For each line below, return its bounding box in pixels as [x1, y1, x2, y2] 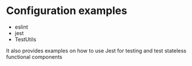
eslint [14, 23, 28, 30]
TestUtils [14, 36, 37, 43]
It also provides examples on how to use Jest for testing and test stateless [6, 47, 187, 54]
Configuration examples [6, 4, 128, 18]
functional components [6, 53, 63, 60]
